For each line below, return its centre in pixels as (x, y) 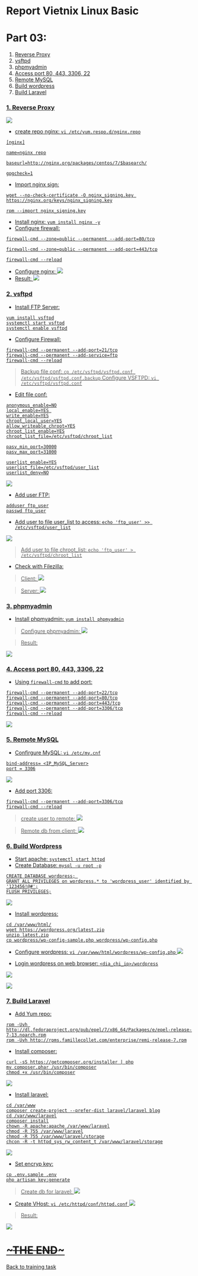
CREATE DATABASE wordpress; (41, 876)
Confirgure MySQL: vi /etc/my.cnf (58, 752)
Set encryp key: (34, 1164)
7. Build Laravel (28, 1001)
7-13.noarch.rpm (26, 1035)
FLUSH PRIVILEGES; (29, 891)
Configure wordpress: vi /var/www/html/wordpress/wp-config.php (95, 952)
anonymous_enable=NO (32, 405)
